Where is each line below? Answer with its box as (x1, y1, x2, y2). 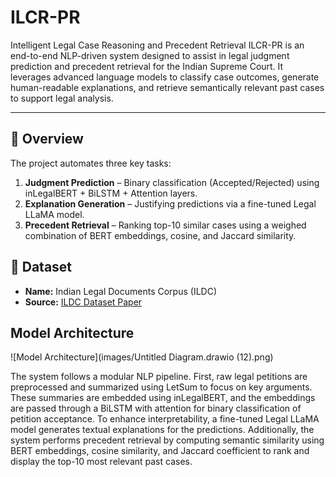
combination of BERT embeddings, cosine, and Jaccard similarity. (24, 229, 297, 241)
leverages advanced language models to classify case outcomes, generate (10, 71, 320, 83)
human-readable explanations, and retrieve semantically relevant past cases (10, 81, 325, 93)
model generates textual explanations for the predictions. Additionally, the (10, 424, 315, 436)
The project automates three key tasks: (10, 157, 172, 169)
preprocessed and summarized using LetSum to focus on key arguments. (10, 381, 313, 393)
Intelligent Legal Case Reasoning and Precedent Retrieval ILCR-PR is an (10, 39, 305, 51)
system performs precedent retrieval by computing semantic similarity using (10, 434, 325, 446)
